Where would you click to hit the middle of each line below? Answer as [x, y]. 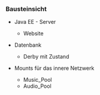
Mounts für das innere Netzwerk [54, 68]
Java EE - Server [35, 22]
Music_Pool [37, 80]
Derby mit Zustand [46, 57]
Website [33, 33]
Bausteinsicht [26, 9]
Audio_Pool [37, 86]
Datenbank [28, 45]
